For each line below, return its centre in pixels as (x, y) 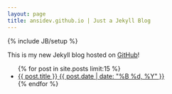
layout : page (27, 14)
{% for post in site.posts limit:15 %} (69, 68)
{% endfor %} (38, 83)
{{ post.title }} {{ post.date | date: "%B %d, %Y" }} (91, 76)
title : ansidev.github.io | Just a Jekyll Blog (79, 21)
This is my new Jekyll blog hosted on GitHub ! (74, 55)
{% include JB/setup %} (43, 41)
